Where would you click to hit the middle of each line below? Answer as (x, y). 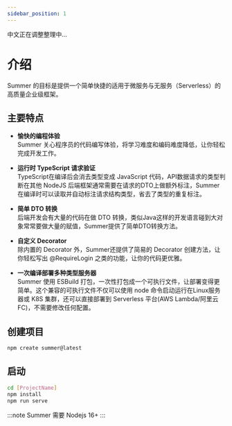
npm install (24, 394)
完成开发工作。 (38, 153)
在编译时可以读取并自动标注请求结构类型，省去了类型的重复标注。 (111, 194)
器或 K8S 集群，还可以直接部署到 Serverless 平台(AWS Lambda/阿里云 (118, 299)
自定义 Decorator (42, 241)
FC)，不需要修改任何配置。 (56, 308)
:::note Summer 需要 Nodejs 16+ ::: (56, 415)
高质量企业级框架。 (35, 94)
